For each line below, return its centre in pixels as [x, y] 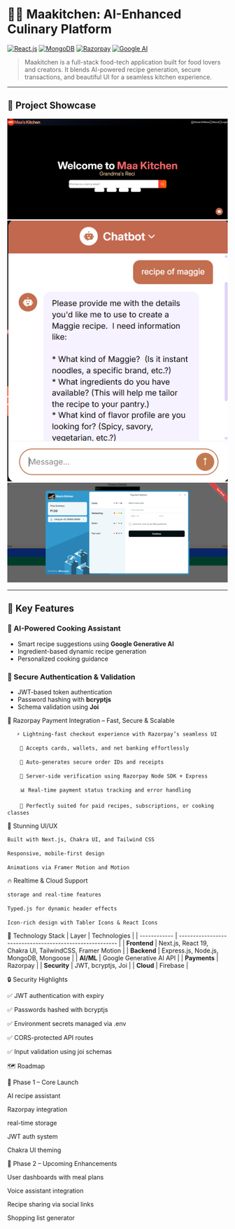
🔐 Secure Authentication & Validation [71, 677]
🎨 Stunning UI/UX [33, 826]
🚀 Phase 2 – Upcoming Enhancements [62, 1164]
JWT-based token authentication [65, 692]
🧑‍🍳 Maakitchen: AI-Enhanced [94, 14]
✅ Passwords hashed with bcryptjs [58, 1010]
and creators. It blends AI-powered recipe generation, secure [113, 69]
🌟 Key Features [41, 609]
